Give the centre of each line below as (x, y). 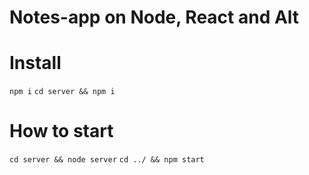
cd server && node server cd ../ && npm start (107, 160)
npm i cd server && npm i (62, 92)
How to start (61, 131)
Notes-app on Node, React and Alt (154, 17)
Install (35, 63)
